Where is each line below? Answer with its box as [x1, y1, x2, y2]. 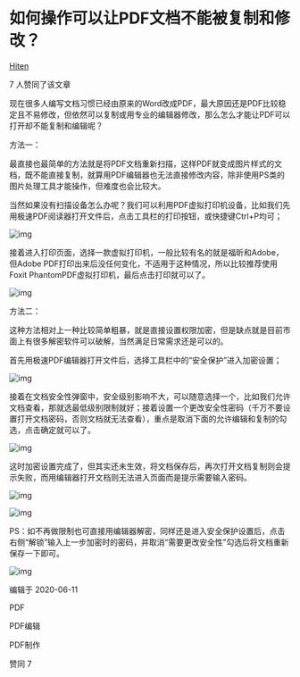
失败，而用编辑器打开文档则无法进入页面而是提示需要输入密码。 [16, 472, 252, 482]
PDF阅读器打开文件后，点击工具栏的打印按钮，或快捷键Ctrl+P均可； [32, 211, 283, 221]
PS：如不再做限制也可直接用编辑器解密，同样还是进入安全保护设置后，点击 [9, 525, 286, 536]
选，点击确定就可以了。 [9, 424, 96, 435]
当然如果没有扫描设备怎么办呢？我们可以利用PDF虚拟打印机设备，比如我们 [9, 199, 283, 210]
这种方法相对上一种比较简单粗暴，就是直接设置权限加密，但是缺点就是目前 [9, 324, 283, 335]
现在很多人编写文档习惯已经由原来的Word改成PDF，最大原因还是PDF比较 [9, 97, 279, 108]
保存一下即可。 [9, 547, 64, 558]
